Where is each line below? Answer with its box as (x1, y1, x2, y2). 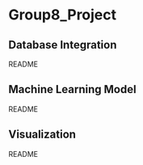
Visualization (8, 128, 77, 142)
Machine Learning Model (8, 82, 137, 96)
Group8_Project (8, 6, 117, 24)
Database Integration (8, 38, 117, 52)
